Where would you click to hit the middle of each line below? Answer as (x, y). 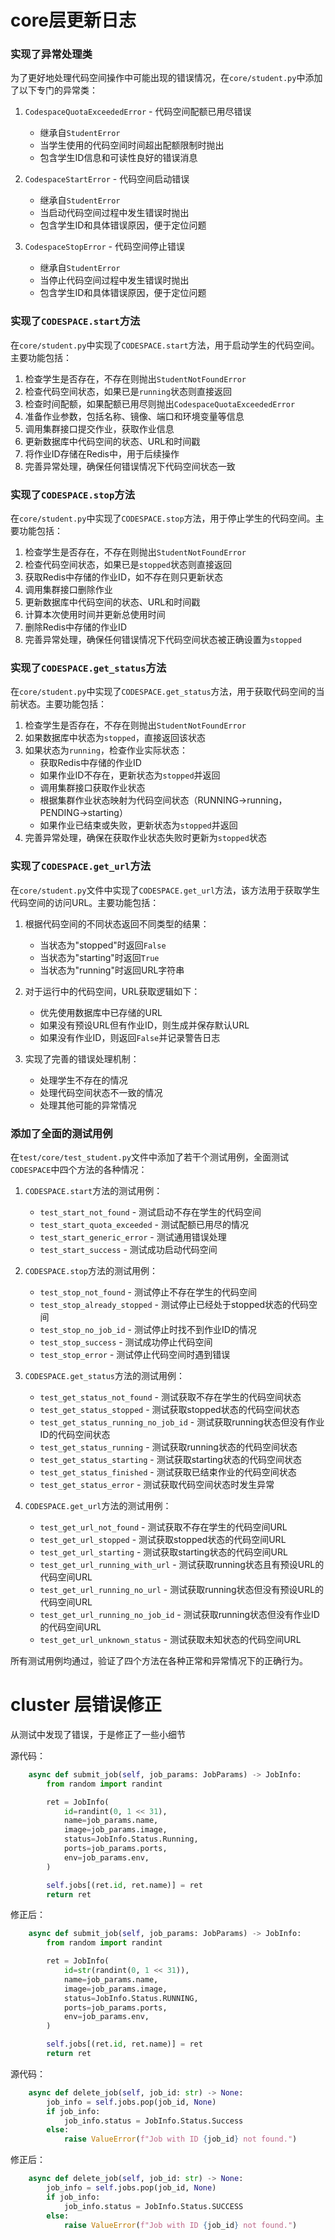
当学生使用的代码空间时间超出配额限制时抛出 (132, 145)
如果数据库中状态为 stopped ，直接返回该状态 (115, 738)
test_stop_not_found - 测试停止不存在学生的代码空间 (148, 1292)
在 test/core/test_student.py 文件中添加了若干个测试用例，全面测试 (149, 1157)
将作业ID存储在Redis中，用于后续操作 (102, 453)
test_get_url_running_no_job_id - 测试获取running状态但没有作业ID (179, 1614)
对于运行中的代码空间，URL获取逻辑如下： (112, 991)
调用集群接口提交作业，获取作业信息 (99, 428)
